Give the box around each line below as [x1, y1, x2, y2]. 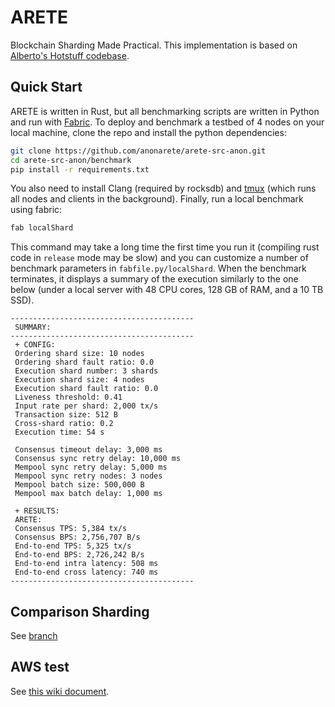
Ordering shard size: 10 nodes [14, 349, 145, 359]
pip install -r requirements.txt [10, 164, 150, 175]
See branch [10, 630, 58, 642]
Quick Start [10, 79, 83, 96]
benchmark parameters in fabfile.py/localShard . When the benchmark [10, 262, 307, 275]
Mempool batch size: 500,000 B [14, 480, 145, 490]
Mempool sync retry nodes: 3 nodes [14, 471, 163, 481]
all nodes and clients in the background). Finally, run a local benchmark [10, 193, 304, 205]
